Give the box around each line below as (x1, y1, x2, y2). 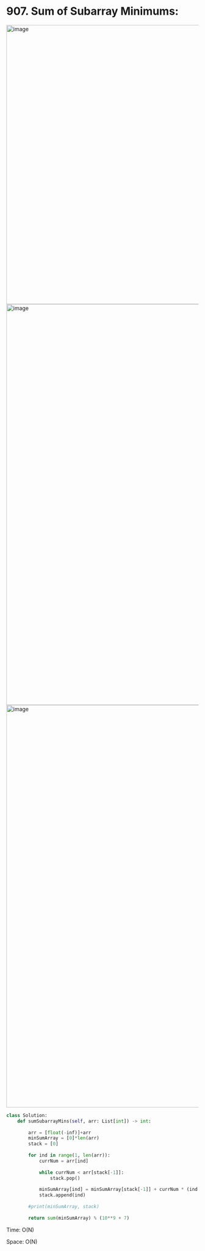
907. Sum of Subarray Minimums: (6, 4, 179, 18)
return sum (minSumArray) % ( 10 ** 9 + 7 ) (28, 1215, 130, 1221)
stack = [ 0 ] (28, 1141, 59, 1147)
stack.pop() (49, 1175, 81, 1181)
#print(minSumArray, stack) (28, 1203, 99, 1209)
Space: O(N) (6, 1238, 38, 1245)
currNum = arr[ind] (38, 1158, 88, 1164)
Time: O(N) (6, 1226, 35, 1233)
